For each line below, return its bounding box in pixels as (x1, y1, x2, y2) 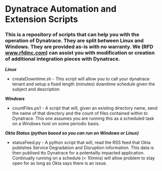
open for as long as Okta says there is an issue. (12, 160, 108, 166)
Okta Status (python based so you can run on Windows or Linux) (5, 130, 139, 136)
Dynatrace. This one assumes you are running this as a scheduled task (12, 115, 154, 121)
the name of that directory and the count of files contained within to (12, 111, 148, 116)
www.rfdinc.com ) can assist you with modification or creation (5, 50, 155, 57)
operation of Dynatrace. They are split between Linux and (5, 38, 144, 44)
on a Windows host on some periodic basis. (12, 121, 100, 127)
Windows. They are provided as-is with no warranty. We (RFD (5, 43, 154, 50)
